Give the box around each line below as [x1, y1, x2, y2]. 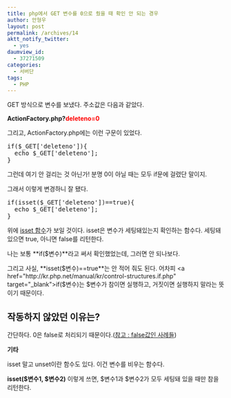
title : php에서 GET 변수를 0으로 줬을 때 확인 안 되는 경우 [7, 10, 159, 17]
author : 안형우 [7, 17, 47, 23]
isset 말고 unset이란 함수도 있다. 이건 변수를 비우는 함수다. [7, 360, 165, 368]
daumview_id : [7, 49, 45, 56]
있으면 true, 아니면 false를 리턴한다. [7, 235, 104, 243]
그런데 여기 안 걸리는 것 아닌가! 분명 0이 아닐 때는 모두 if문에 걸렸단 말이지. [7, 170, 208, 178]
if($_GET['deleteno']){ [7, 142, 88, 151]
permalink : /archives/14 [7, 29, 79, 37]
